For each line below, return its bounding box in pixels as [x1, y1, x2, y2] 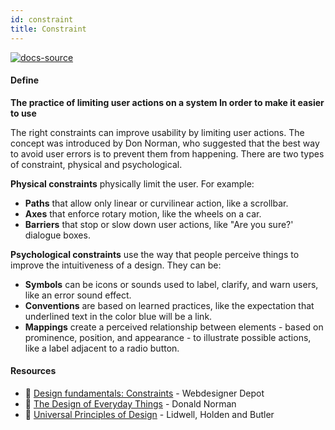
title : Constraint [10, 24, 87, 34]
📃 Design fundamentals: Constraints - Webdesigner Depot [24, 387, 265, 399]
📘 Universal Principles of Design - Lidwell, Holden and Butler [24, 408, 275, 420]
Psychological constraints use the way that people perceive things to [10, 248, 300, 260]
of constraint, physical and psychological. [10, 158, 183, 170]
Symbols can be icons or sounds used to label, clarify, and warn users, [24, 278, 319, 290]
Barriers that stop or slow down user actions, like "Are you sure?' [24, 218, 294, 230]
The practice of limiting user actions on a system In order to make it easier [10, 96, 325, 108]
